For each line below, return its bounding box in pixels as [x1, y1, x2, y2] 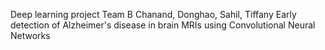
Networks [10, 30, 51, 41]
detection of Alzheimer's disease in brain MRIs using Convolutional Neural [10, 19, 316, 31]
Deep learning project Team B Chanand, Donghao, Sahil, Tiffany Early [10, 9, 297, 20]
